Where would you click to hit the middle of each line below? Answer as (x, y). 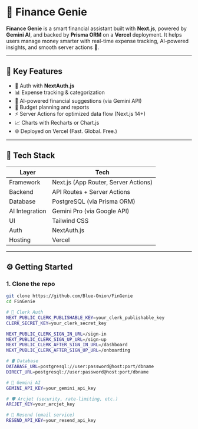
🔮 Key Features (34, 71)
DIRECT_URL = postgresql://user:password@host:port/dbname (77, 372)
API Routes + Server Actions (91, 191)
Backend (21, 191)
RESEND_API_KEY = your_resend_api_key (51, 421)
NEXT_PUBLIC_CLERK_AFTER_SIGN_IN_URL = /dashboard (67, 345)
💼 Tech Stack (31, 156)
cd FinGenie (21, 302)
